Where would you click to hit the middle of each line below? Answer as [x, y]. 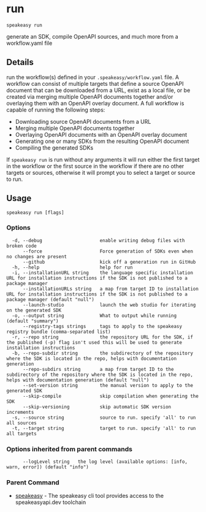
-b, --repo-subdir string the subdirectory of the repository [102, 353]
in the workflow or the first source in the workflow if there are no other [95, 166]
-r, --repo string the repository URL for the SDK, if [102, 337]
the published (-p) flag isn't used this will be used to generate [94, 342]
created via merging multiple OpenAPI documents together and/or [90, 96]
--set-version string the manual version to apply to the [108, 385]
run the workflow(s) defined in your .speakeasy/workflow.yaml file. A [93, 77]
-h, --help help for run [72, 267]
